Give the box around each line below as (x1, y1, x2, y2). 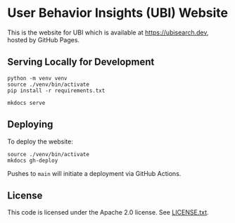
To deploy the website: (7, 137, 74, 146)
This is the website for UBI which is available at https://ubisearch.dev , (7, 28, 209, 37)
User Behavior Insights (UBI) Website (7, 5, 229, 21)
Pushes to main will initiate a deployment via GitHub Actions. (7, 169, 182, 177)
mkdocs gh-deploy (7, 157, 58, 164)
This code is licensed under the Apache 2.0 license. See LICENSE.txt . (7, 208, 209, 217)
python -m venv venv (7, 75, 68, 82)
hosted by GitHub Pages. (7, 35, 80, 44)
